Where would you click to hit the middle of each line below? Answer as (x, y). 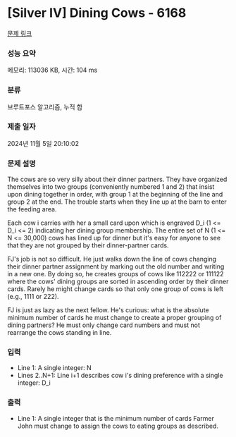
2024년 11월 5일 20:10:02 (43, 143)
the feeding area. (32, 209)
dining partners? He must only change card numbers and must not (104, 325)
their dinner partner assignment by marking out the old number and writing (116, 266)
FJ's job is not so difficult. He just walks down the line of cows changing (112, 259)
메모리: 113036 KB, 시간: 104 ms (52, 70)
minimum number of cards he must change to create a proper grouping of (114, 318)
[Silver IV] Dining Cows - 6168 (97, 13)
